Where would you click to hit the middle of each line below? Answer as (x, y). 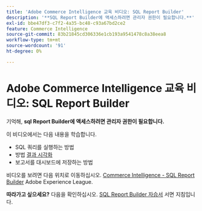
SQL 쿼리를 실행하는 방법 (44, 147)
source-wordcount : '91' (36, 46)
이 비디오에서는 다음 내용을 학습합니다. (51, 134)
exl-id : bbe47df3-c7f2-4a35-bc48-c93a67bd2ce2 (66, 23)
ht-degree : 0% (24, 51)
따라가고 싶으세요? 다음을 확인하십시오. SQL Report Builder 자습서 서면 (90, 194)
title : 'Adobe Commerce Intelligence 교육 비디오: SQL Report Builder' (95, 12)
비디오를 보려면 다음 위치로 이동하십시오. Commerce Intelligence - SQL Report (100, 175)
